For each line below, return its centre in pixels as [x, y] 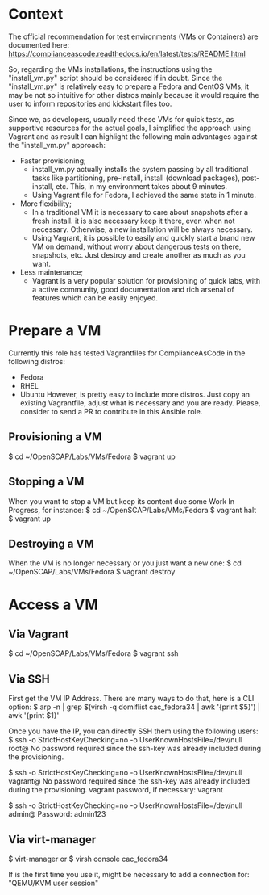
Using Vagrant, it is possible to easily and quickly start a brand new [143, 237]
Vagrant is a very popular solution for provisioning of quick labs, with [146, 280]
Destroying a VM [51, 543]
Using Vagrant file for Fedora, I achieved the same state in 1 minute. [144, 195]
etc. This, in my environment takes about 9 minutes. [141, 186]
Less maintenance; [51, 272]
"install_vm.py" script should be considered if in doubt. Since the [116, 78]
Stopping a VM [46, 482]
